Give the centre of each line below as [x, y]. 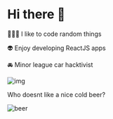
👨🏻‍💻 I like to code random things [54, 34]
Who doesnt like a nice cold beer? [56, 94]
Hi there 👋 [36, 14]
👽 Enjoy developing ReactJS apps [57, 48]
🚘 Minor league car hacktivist [50, 64]
